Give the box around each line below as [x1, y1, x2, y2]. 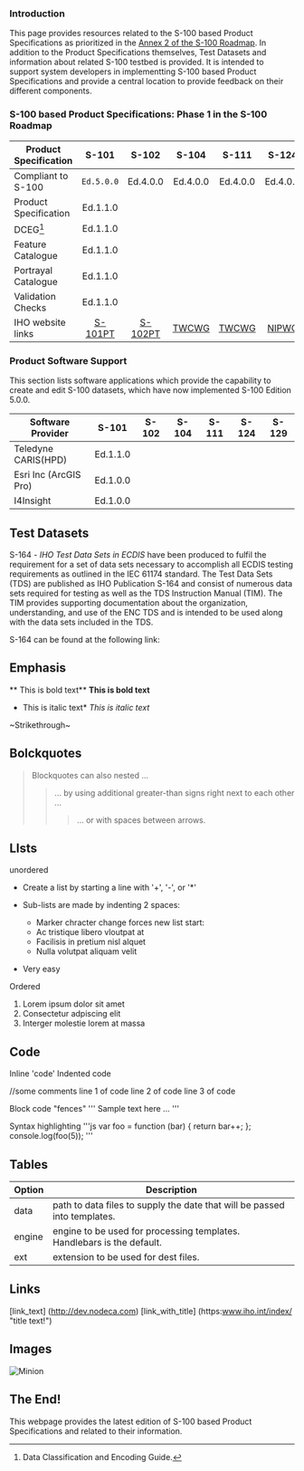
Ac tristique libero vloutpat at [35, 927, 145, 938]
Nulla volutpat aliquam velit [35, 946, 138, 957]
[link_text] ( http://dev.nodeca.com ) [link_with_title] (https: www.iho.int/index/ [9, 1305, 292, 1316]
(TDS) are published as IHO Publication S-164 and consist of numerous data [9, 578, 293, 589]
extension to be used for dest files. [52, 1251, 200, 1264]
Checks [14, 301, 47, 314]
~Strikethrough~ [9, 719, 71, 731]
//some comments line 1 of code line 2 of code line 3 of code [9, 1085, 236, 1097]
